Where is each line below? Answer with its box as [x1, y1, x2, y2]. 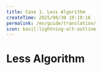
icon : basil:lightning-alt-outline [6, 25, 97, 32]
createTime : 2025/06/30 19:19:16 [6, 15, 91, 21]
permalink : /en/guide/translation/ [6, 20, 97, 26]
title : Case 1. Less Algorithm [6, 8, 86, 15]
